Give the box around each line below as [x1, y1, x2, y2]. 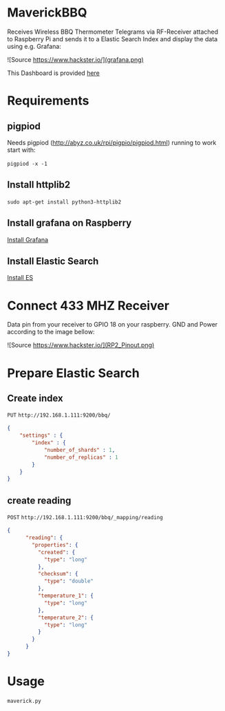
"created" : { [37, 549, 76, 556]
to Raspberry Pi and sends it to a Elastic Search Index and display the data [7, 34, 218, 43]
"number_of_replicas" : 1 [43, 454, 118, 461]
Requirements [7, 93, 89, 109]
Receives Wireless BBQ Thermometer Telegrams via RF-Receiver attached [7, 28, 219, 36]
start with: [7, 146, 36, 154]
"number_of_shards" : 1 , [43, 446, 116, 453]
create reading [7, 494, 72, 506]
